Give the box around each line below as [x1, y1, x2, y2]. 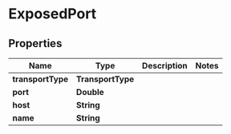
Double [75, 87, 104, 97]
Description [141, 61, 188, 71]
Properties [8, 37, 63, 50]
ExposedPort [8, 5, 97, 23]
